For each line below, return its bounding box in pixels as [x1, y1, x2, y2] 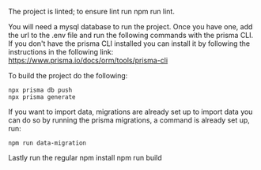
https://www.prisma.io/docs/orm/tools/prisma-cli [8, 55, 168, 65]
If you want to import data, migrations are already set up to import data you [8, 107, 253, 116]
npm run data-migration [8, 139, 87, 147]
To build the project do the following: [8, 71, 128, 80]
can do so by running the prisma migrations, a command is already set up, [8, 115, 251, 125]
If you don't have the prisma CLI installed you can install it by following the [8, 39, 251, 48]
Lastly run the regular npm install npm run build [8, 153, 162, 162]
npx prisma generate [8, 93, 77, 101]
